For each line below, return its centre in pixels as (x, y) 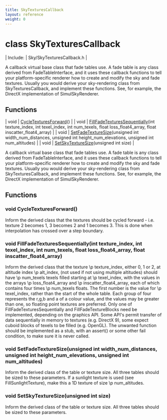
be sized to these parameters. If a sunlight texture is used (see (69, 377)
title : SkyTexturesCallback (34, 10)
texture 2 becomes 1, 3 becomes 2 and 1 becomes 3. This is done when (79, 225)
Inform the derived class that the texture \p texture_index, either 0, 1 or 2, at (83, 267)
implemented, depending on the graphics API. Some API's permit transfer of (83, 315)
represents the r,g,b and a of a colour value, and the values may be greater (82, 299)
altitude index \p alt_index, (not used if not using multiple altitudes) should (81, 272)
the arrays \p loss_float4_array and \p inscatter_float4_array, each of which (82, 283)
